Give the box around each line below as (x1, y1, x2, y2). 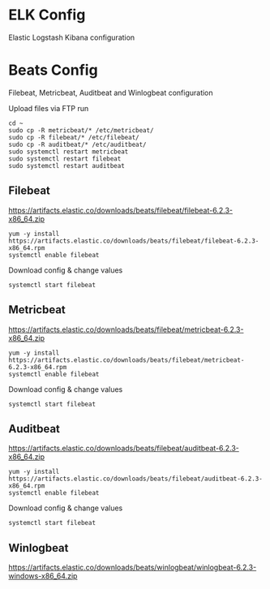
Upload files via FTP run (8, 103, 89, 113)
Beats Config (8, 61, 99, 80)
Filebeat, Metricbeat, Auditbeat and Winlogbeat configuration (8, 88, 213, 97)
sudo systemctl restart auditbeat (8, 161, 126, 170)
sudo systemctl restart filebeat (8, 154, 122, 163)
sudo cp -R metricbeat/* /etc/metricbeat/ (8, 126, 154, 135)
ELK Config (8, 6, 86, 24)
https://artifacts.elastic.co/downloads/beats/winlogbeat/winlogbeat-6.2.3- (8, 562, 257, 573)
